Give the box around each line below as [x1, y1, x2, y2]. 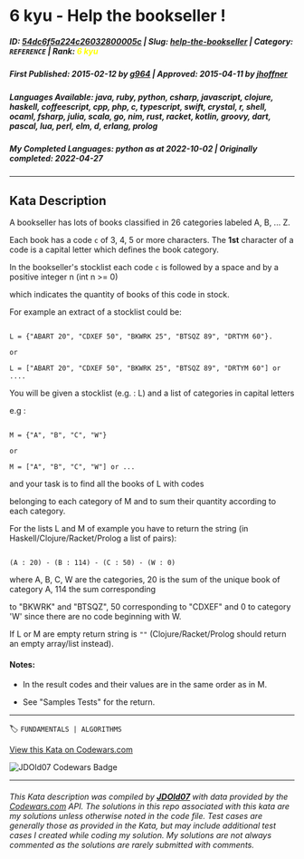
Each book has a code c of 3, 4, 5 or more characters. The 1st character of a [9, 235, 294, 246]
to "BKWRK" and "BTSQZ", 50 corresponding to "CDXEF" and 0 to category [9, 601, 291, 612]
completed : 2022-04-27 [9, 152, 104, 163]
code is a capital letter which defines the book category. [9, 244, 220, 255]
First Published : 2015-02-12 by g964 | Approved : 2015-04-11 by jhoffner [9, 69, 288, 80]
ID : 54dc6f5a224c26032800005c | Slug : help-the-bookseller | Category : [9, 35, 294, 46]
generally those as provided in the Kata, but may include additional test [9, 820, 276, 831]
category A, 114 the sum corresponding [9, 584, 157, 595]
